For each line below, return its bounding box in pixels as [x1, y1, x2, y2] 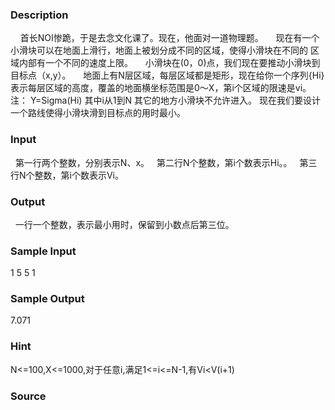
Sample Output [10, 292, 85, 306]
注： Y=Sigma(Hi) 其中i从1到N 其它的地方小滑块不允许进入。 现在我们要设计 [10, 94, 321, 107]
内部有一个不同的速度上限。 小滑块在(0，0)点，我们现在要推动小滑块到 [18, 57, 321, 69]
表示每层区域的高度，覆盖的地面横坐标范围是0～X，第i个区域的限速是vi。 [10, 82, 312, 94]
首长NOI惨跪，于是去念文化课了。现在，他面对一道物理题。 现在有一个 [19, 32, 320, 44]
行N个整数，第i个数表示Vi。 [10, 169, 124, 181]
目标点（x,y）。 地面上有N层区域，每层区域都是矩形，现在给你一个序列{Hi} [10, 69, 325, 82]
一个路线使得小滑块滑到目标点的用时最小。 [10, 107, 186, 119]
